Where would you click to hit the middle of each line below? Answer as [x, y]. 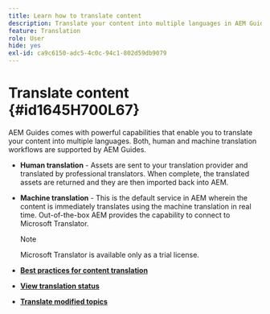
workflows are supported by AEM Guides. [78, 149]
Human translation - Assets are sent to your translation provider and [134, 165]
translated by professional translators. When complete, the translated [135, 173]
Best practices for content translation [84, 270]
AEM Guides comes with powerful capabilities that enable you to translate [131, 132]
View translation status [60, 286]
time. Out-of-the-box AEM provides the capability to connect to [125, 215]
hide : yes [25, 46]
